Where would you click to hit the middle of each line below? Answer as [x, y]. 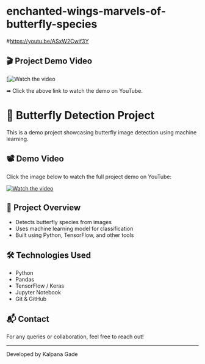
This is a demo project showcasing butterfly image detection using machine [102, 132]
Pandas [25, 280]
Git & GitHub [31, 299]
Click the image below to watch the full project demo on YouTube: [89, 177]
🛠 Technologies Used [49, 255]
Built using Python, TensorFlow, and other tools [74, 235]
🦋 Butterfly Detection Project [81, 115]
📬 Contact [28, 319]
